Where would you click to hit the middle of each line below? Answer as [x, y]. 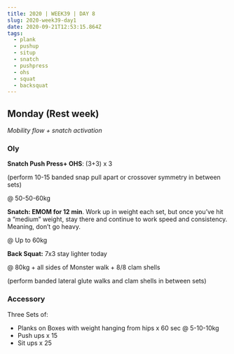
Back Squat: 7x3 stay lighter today [57, 254]
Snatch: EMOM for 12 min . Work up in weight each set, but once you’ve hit [115, 212]
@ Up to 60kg [27, 240]
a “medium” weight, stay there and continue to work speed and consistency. [117, 219]
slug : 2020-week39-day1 [42, 20]
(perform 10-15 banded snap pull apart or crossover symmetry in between [114, 177]
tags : [15, 33]
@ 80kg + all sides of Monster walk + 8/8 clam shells [84, 267]
